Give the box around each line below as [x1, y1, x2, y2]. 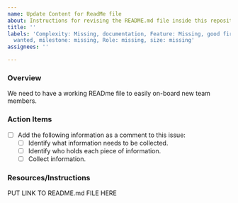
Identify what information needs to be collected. [28, 138, 169, 147]
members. [7, 97, 38, 105]
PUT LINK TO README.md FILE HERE [7, 189, 117, 197]
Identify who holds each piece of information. [28, 146, 161, 155]
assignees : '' [7, 43, 50, 50]
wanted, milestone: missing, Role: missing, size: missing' [13, 37, 195, 44]
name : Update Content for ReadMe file [7, 10, 122, 18]
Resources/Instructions [7, 172, 91, 182]
